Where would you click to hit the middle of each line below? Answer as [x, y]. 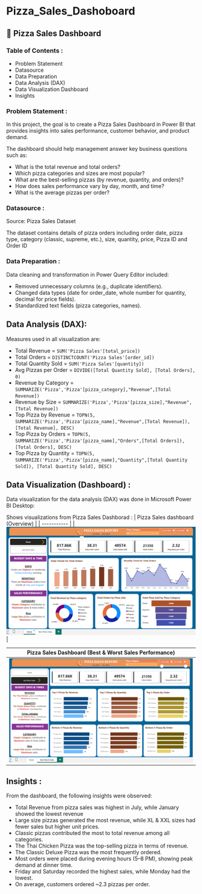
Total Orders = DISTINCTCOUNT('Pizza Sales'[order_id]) [85, 357]
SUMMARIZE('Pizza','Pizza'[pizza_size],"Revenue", [127, 402]
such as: [17, 156]
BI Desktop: [20, 506]
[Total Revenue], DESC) [45, 428]
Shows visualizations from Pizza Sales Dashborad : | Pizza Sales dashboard [100, 517]
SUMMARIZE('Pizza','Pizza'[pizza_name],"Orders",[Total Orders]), [100, 441]
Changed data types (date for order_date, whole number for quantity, [100, 292]
